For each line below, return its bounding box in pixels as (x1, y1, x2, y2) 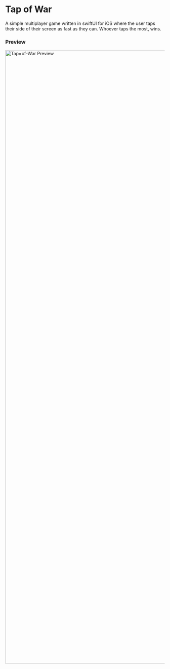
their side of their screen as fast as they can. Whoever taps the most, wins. (5, 25, 161, 31)
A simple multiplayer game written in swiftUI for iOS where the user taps (5, 20, 155, 26)
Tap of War (5, 4, 52, 15)
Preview (5, 38, 26, 45)
